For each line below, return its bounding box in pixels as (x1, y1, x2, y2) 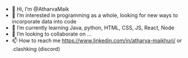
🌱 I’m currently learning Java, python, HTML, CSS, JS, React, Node (11, 24, 175, 31)
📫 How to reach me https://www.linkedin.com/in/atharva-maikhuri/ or (11, 37, 182, 44)
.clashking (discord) (11, 46, 61, 52)
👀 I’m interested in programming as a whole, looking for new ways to (11, 12, 179, 19)
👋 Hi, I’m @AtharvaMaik (11, 6, 70, 12)
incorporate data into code (11, 18, 77, 25)
